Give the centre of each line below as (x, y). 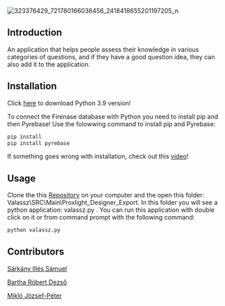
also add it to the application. (49, 64)
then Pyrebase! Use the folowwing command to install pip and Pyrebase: (111, 124)
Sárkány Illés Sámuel (37, 268)
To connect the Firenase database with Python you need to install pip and (113, 116)
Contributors (36, 252)
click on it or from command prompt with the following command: (101, 217)
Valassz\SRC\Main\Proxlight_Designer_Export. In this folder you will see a (113, 203)
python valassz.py (34, 230)
